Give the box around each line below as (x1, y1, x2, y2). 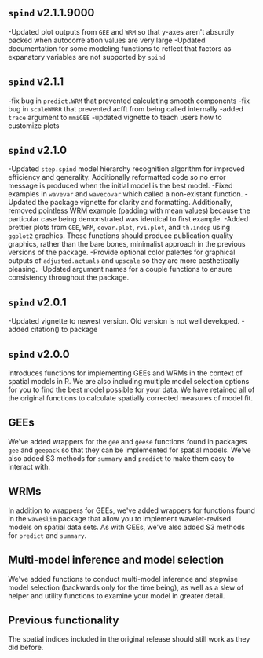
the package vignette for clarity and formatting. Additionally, (38, 198, 233, 207)
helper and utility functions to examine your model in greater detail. (8, 590, 225, 600)
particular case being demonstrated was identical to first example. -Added (8, 214, 249, 224)
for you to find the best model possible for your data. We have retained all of (8, 385, 255, 395)
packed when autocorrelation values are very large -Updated (8, 35, 206, 45)
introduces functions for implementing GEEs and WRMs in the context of (8, 368, 243, 378)
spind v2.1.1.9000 (8, 6, 95, 20)
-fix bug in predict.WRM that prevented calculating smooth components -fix (8, 96, 250, 105)
